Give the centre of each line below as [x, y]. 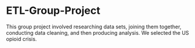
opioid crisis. [21, 39]
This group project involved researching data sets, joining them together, [94, 27]
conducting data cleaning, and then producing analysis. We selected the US [97, 32]
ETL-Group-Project [53, 11]
